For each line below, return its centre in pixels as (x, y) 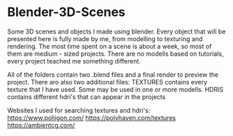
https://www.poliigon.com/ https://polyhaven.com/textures (92, 118)
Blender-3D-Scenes (66, 12)
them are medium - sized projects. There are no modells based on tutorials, (115, 54)
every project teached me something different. (74, 61)
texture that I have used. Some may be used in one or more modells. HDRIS (115, 89)
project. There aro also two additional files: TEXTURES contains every (107, 82)
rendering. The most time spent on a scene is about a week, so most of (110, 46)
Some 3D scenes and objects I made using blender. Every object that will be (116, 31)
